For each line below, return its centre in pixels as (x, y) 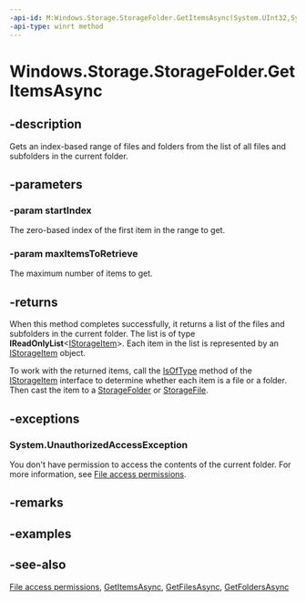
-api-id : (26, 18)
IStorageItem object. (48, 353)
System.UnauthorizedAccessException (99, 444)
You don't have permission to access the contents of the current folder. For (150, 464)
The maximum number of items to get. (81, 273)
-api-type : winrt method (56, 26)
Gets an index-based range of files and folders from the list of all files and (148, 146)
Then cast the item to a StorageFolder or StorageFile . (109, 390)
